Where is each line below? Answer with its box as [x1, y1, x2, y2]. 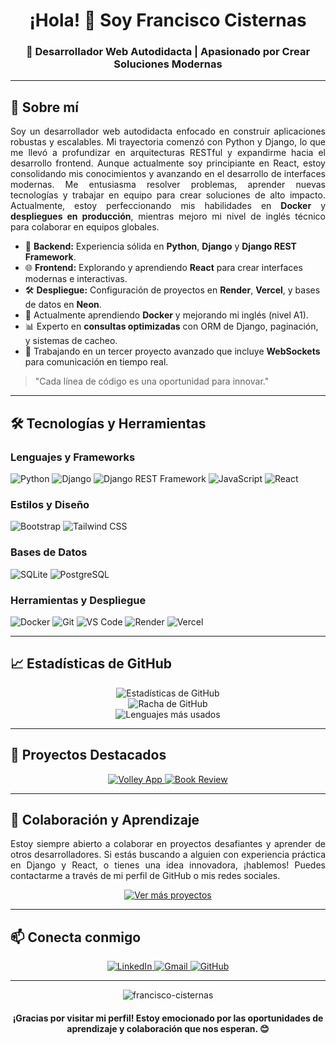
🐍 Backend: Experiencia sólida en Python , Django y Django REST [24, 240, 297, 253]
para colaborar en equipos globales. [10, 221, 160, 233]
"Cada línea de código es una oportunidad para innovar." [34, 375, 270, 388]
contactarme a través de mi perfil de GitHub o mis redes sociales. [10, 870, 281, 882]
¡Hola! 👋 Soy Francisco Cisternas [29, 9, 307, 32]
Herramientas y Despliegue [10, 593, 147, 607]
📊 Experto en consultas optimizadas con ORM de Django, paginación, [24, 320, 319, 333]
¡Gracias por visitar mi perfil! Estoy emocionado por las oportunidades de [12, 1012, 324, 1024]
